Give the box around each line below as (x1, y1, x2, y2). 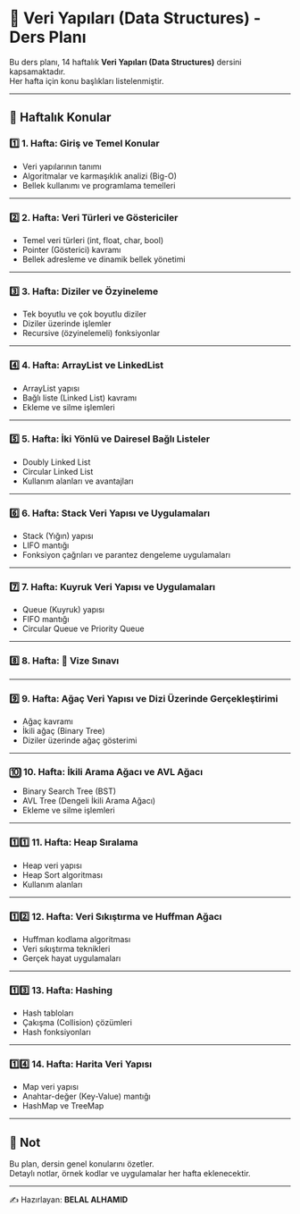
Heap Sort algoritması (21, 869, 103, 880)
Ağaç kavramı (21, 716, 73, 727)
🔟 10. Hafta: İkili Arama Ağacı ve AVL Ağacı (9, 765, 204, 778)
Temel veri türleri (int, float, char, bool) (21, 234, 163, 245)
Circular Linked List (21, 466, 94, 476)
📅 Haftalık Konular (9, 110, 112, 125)
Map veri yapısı (21, 1082, 79, 1092)
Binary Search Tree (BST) (21, 786, 117, 797)
